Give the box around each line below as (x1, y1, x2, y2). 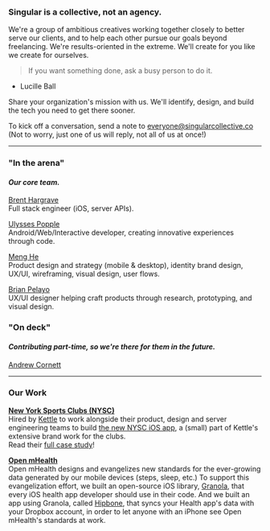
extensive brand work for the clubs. (8, 431, 126, 441)
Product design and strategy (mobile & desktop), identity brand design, (8, 261, 243, 270)
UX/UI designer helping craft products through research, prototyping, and (8, 293, 252, 303)
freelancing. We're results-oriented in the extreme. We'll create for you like (8, 42, 256, 51)
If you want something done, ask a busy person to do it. (27, 66, 213, 76)
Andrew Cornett (8, 360, 62, 369)
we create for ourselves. (8, 51, 89, 60)
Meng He (8, 252, 39, 261)
